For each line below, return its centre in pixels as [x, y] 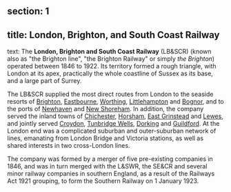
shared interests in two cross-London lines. [69, 146]
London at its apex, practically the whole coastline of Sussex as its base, [110, 74]
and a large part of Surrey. [44, 81]
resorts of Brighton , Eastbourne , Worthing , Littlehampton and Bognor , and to [115, 102]
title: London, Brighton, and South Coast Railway [113, 35]
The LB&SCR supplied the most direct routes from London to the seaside [110, 94]
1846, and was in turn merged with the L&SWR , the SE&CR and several [107, 166]
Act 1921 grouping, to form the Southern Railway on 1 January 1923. [103, 181]
